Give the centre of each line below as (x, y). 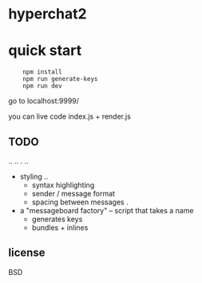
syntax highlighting (63, 184)
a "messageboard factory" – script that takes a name (107, 210)
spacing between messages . (80, 202)
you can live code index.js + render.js (70, 116)
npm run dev (42, 86)
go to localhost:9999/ (44, 101)
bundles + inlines (60, 227)
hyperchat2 (48, 14)
